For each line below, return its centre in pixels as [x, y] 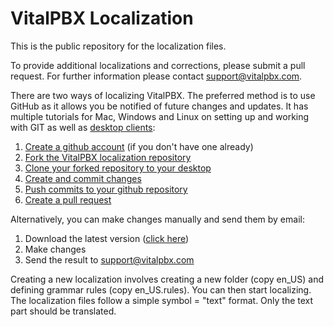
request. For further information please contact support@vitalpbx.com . [156, 76]
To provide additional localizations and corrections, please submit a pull [158, 65]
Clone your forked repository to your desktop [118, 168]
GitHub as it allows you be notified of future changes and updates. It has [159, 106]
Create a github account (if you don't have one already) [139, 146]
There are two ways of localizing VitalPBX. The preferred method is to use [163, 95]
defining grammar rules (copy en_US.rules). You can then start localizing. [161, 289]
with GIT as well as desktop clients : [83, 127]
